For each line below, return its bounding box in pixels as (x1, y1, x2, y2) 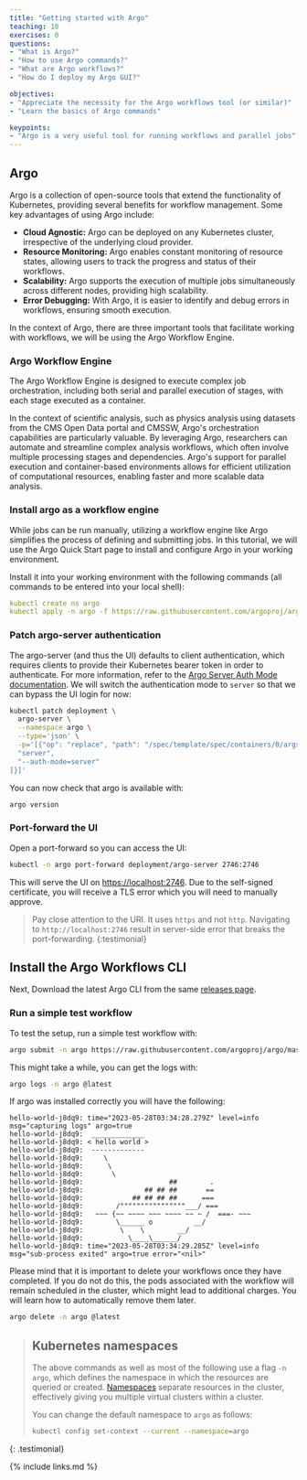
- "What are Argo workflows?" (9, 65, 125, 74)
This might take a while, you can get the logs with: (9, 1062, 198, 1073)
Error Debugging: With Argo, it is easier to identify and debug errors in (22, 295, 290, 306)
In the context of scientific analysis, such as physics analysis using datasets (9, 413, 296, 424)
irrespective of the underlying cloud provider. (22, 236, 194, 247)
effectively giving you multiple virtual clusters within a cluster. (31, 1391, 265, 1402)
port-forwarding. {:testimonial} (31, 933, 148, 944)
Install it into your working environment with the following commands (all (9, 571, 282, 582)
